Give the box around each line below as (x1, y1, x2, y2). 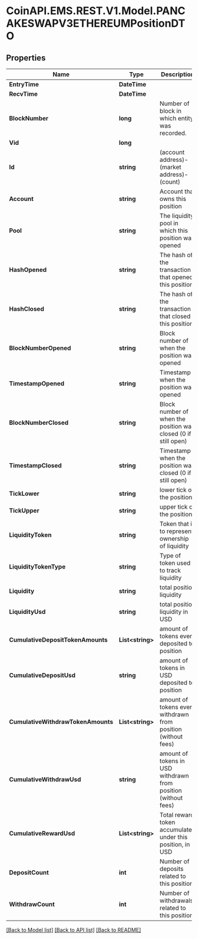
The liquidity (159, 212, 194, 220)
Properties (6, 53, 46, 63)
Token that (159, 520, 189, 528)
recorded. (159, 129, 187, 137)
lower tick (159, 486, 187, 494)
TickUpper (9, 506, 39, 515)
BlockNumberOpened (9, 344, 71, 352)
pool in (159, 219, 179, 227)
